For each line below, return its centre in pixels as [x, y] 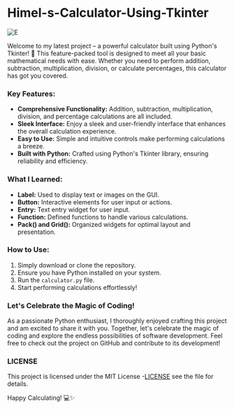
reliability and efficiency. [52, 161]
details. [18, 384]
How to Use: [28, 250]
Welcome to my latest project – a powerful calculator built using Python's [112, 46]
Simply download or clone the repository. [76, 265]
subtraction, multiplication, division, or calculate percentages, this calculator [117, 68]
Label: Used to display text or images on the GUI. [88, 195]
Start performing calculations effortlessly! [77, 287]
